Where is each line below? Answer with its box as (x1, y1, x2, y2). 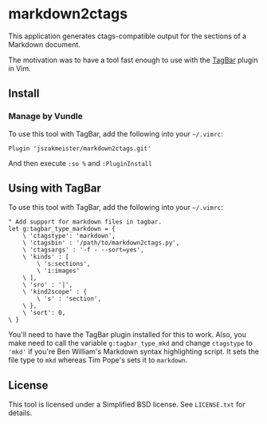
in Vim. (8, 63, 31, 73)
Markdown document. (8, 39, 81, 49)
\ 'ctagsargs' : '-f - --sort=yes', (22, 246, 145, 254)
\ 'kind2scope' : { (22, 288, 88, 296)
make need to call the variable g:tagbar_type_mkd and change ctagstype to (8, 339, 253, 348)
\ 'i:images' (37, 267, 80, 275)
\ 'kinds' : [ (22, 253, 69, 261)
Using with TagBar (8, 181, 102, 196)
